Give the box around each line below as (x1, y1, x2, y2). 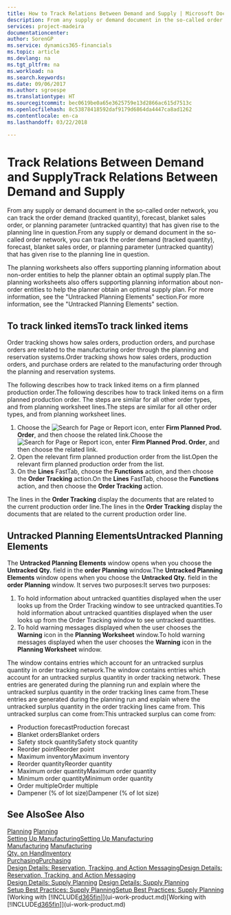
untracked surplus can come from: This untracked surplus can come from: (7, 710, 217, 718)
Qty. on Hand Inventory (7, 849, 71, 857)
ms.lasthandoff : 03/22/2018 (7, 118, 88, 126)
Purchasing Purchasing (7, 856, 71, 864)
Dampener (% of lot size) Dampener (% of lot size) (16, 789, 159, 797)
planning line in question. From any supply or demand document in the (7, 228, 206, 237)
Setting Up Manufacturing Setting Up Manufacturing (7, 834, 153, 843)
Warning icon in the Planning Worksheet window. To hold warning (16, 631, 205, 639)
